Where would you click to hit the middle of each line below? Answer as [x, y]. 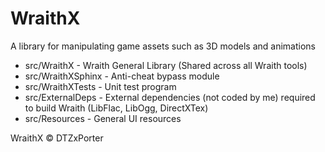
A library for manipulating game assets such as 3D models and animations [163, 46]
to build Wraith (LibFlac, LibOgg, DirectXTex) [116, 108]
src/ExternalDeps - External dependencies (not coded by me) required [170, 97]
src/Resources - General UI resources [103, 118]
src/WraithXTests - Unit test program [100, 86]
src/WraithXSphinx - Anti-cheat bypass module [122, 76]
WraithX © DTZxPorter [57, 138]
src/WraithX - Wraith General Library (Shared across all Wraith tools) [166, 65]
